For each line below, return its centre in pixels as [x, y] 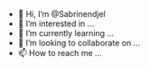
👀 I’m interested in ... [56, 24]
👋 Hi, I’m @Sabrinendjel [61, 14]
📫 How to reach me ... [60, 53]
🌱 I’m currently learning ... [66, 33]
